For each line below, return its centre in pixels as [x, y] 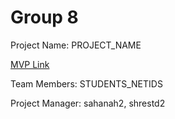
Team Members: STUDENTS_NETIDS [86, 83]
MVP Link [30, 64]
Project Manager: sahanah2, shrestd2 [88, 103]
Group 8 [44, 17]
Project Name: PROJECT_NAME [76, 45]
